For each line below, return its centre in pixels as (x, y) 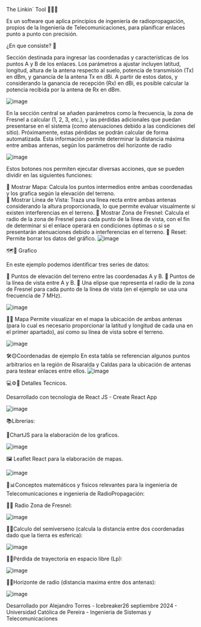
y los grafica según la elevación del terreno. (61, 193)
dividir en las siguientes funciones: (49, 175)
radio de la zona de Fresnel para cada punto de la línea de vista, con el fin (98, 219)
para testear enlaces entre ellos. (46, 371)
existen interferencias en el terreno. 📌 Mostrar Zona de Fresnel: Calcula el (98, 213)
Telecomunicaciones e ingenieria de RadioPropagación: (75, 493)
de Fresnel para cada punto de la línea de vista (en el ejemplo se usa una (97, 289)
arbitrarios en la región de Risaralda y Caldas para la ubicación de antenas (99, 364)
